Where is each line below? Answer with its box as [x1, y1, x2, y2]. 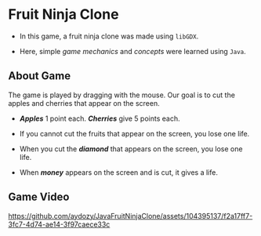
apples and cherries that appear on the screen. [8, 98, 160, 107]
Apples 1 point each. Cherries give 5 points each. [19, 114, 180, 123]
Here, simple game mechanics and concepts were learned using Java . [19, 46, 247, 56]
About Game [8, 69, 71, 83]
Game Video [8, 191, 70, 204]
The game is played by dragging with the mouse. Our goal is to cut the [8, 90, 235, 100]
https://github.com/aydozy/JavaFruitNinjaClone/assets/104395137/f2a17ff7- [8, 211, 253, 220]
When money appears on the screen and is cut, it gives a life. [19, 167, 218, 177]
